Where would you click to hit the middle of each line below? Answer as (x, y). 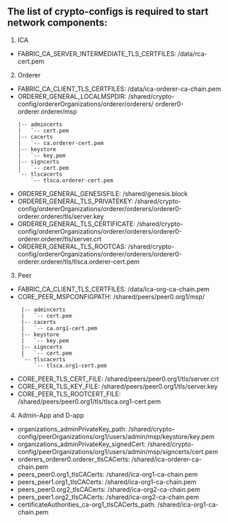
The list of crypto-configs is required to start (108, 12)
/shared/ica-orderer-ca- (166, 459)
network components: (57, 23)
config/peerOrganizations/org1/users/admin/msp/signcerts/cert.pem (118, 451)
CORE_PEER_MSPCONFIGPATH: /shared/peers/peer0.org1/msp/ (111, 296)
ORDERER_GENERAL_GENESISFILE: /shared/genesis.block (103, 193)
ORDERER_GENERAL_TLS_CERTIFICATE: (76, 224)
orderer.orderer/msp (47, 111)
